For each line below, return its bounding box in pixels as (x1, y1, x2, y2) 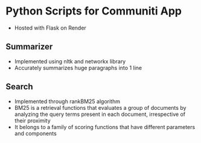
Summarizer (5, 42, 53, 52)
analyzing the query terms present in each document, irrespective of (14, 110, 186, 118)
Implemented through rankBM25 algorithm (14, 98, 120, 105)
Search (5, 81, 34, 92)
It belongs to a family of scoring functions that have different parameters (14, 123, 196, 130)
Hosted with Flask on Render (14, 24, 87, 31)
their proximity (14, 116, 51, 124)
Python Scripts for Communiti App (5, 4, 182, 18)
